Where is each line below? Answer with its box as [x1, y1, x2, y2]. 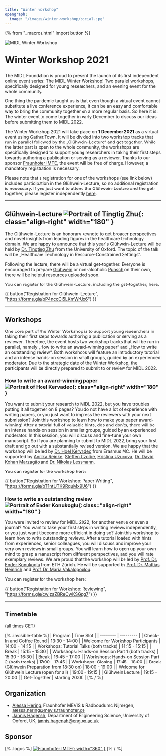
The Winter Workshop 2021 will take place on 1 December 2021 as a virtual [5, 129, 158, 135]
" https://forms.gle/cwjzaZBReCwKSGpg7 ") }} [5, 591, 97, 597]
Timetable [5, 610, 37, 618]
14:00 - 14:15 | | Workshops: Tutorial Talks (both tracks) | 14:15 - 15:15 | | [5, 643, 152, 649]
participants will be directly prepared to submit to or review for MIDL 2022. [5, 365, 157, 371]
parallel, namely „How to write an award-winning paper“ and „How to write [5, 344, 157, 350]
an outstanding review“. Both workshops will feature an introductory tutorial [5, 349, 159, 355]
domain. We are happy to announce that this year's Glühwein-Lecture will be [5, 241, 161, 247]
